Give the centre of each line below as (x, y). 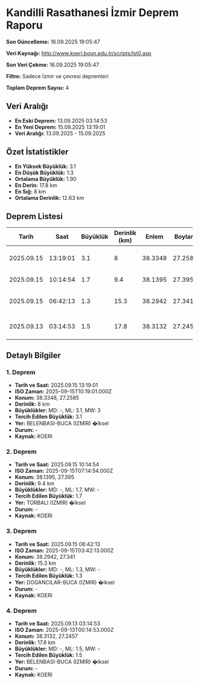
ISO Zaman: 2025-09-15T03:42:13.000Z (64, 550)
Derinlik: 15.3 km (35, 563)
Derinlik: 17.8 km (35, 642)
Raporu (25, 25)
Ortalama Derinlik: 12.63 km (49, 198)
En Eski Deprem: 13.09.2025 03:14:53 (61, 120)
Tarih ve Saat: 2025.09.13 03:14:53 (57, 623)
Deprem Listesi (35, 216)
